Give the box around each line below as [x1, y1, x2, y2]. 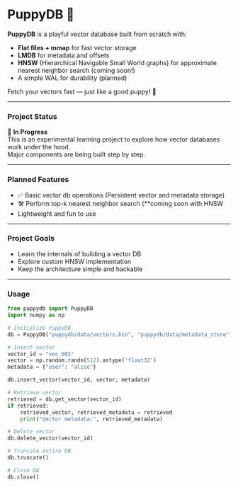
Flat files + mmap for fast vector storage [17, 43, 137, 52]
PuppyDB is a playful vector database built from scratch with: [7, 30, 187, 38]
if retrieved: [7, 402, 50, 409]
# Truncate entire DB [7, 447, 72, 455]
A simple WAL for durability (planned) [17, 74, 127, 82]
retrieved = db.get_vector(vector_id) [7, 396, 122, 403]
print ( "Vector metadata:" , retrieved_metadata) [20, 416, 163, 423]
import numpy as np [7, 311, 65, 319]
